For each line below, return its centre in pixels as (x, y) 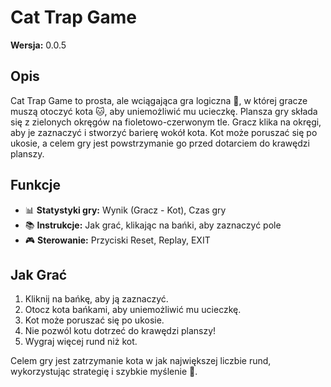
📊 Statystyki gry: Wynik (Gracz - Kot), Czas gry (125, 210)
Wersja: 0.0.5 (38, 45)
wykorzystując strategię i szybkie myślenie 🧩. (104, 372)
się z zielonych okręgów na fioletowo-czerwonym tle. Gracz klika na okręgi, (166, 122)
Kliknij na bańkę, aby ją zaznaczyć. (96, 299)
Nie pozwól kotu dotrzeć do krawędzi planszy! (120, 331)
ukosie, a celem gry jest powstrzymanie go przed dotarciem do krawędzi (160, 143)
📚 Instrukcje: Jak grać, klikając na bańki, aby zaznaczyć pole (153, 225)
